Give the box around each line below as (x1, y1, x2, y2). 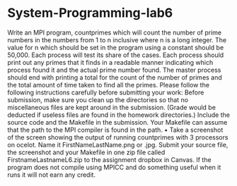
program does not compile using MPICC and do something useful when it (7, 163, 221, 171)
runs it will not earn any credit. (7, 170, 96, 179)
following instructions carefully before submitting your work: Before (7, 88, 204, 97)
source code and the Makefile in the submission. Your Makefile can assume (7, 118, 228, 126)
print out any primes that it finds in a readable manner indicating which (7, 58, 214, 66)
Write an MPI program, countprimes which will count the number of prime (7, 28, 222, 37)
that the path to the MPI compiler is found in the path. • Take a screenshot (7, 125, 224, 134)
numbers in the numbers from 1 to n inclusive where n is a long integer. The (7, 35, 227, 44)
